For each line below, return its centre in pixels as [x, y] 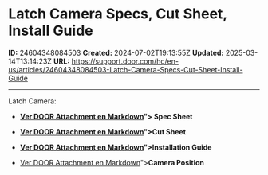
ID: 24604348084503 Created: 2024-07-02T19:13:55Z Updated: [116, 52]
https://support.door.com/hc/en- [125, 61]
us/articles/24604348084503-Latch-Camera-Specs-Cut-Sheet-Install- [126, 69]
